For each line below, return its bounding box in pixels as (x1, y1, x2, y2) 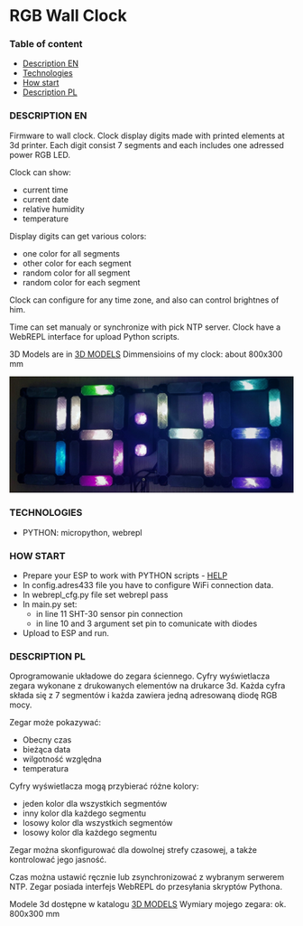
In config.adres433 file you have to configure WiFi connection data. (22, 580, 274, 591)
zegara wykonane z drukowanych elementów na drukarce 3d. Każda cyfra (9, 680, 286, 691)
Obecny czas (22, 734, 72, 745)
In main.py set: (22, 599, 78, 610)
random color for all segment (22, 267, 131, 278)
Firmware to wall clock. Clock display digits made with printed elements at (9, 130, 286, 141)
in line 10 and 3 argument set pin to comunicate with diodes (35, 618, 258, 629)
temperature (22, 213, 69, 224)
